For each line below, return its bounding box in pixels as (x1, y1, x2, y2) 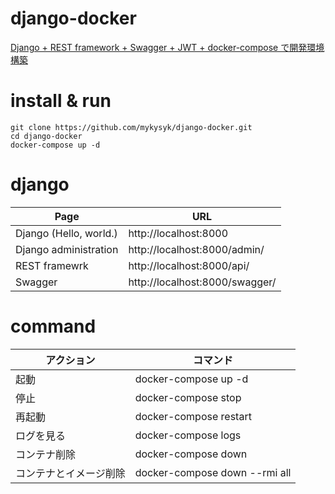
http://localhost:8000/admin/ (128, 242, 265, 256)
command (10, 315, 97, 337)
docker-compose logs (134, 428, 242, 442)
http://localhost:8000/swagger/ (128, 275, 277, 289)
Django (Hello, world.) (15, 226, 118, 240)
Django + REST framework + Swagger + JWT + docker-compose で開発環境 (10, 41, 325, 53)
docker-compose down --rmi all (134, 465, 292, 479)
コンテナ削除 (15, 447, 77, 461)
